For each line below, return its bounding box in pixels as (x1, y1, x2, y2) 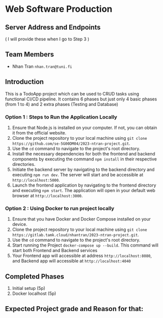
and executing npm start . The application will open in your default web (12, 187, 156, 193)
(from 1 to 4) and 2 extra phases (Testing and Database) (5, 101, 119, 107)
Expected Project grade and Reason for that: (5, 305, 144, 313)
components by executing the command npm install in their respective (12, 156, 157, 162)
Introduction (5, 78, 44, 86)
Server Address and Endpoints (5, 23, 101, 32)
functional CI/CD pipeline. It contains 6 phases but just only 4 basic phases (5, 96, 157, 102)
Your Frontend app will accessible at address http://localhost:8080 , (12, 253, 152, 259)
